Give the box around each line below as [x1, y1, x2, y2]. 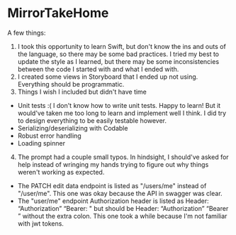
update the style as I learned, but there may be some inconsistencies [17, 57, 220, 65]
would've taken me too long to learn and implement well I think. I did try [17, 109, 227, 117]
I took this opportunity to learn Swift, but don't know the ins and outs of [17, 42, 227, 50]
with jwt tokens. [17, 219, 64, 228]
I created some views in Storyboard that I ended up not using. [17, 72, 198, 81]
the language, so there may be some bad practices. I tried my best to [17, 50, 220, 58]
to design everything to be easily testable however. [17, 116, 167, 125]
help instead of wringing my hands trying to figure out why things [17, 160, 209, 168]
